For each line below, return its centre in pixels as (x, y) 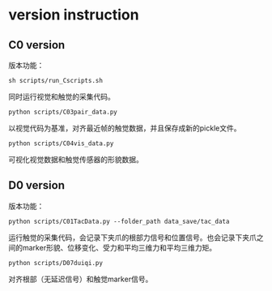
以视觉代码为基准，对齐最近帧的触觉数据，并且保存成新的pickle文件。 (125, 128)
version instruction (74, 15)
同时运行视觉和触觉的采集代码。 (62, 96)
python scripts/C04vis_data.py (61, 143)
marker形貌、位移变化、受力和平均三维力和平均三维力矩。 (119, 247)
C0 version (37, 45)
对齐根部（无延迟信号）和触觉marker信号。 (81, 279)
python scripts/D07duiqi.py (56, 263)
